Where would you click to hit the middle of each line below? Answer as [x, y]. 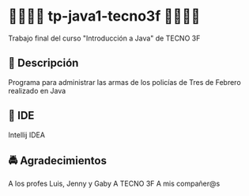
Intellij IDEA [27, 135]
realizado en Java [37, 90]
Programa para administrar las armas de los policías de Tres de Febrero [124, 82]
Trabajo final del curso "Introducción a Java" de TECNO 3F [104, 38]
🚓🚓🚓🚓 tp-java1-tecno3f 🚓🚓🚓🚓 [104, 16]
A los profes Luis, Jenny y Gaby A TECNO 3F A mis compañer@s [114, 184]
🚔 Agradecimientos [57, 161]
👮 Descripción [43, 63]
